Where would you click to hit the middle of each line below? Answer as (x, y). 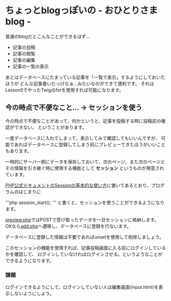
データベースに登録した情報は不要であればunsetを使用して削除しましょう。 (85, 237)
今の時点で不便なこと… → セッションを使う (74, 108)
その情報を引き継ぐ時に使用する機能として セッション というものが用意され (85, 168)
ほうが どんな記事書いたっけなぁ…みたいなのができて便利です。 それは (80, 83)
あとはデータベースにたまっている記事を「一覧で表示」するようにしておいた (85, 77)
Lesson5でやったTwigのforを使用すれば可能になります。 (65, 90)
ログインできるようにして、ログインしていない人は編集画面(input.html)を (82, 287)
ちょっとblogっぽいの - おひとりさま (82, 10)
